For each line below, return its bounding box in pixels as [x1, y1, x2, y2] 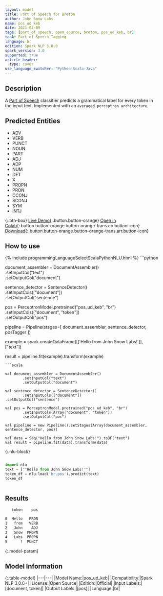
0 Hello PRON [5, 516, 38, 522]
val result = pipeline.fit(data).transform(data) [5, 440, 108, 445]
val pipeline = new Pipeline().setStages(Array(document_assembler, [5, 423, 147, 428]
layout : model [5, 7, 34, 12]
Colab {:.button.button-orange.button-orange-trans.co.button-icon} [5, 222, 140, 228]
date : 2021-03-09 [5, 25, 41, 30]
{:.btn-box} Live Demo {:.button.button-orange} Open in [5, 217, 116, 223]
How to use [5, 242, 40, 250]
